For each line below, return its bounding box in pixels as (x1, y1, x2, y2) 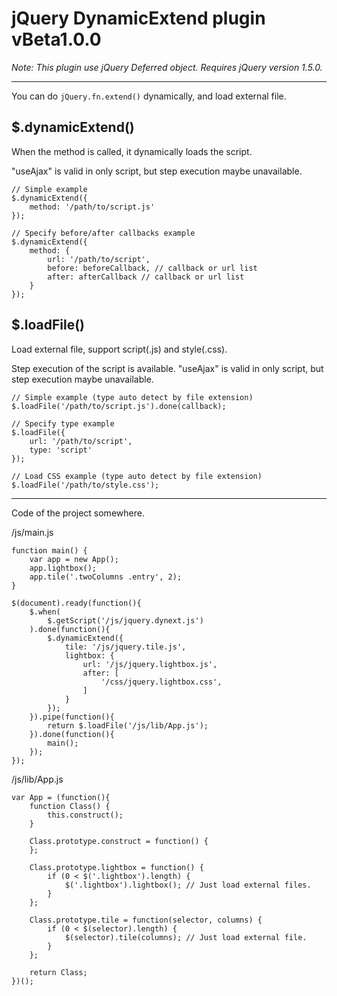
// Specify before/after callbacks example (11, 228, 196, 238)
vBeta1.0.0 (11, 28, 102, 51)
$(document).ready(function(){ (11, 598, 142, 608)
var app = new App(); (29, 554, 119, 564)
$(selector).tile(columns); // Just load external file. (64, 932, 308, 942)
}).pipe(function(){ (29, 712, 115, 722)
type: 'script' (29, 445, 93, 455)
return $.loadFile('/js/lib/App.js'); (47, 720, 209, 731)
